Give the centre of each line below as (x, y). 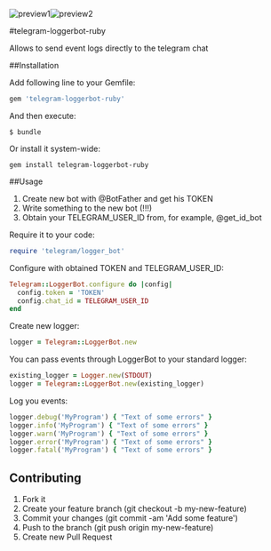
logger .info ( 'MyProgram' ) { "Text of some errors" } (109, 425)
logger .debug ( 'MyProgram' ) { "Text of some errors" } (111, 417)
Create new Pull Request (67, 537)
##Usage (26, 181)
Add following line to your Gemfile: (72, 83)
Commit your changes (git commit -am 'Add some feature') (130, 518)
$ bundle (25, 132)
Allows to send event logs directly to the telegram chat (109, 48)
